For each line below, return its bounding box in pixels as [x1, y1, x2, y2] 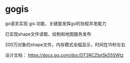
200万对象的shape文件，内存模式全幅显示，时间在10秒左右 [5, 41, 126, 48]
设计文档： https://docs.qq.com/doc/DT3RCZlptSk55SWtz [5, 52, 124, 58]
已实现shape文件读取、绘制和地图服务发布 [5, 31, 91, 37]
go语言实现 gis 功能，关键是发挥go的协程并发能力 [5, 20, 107, 26]
